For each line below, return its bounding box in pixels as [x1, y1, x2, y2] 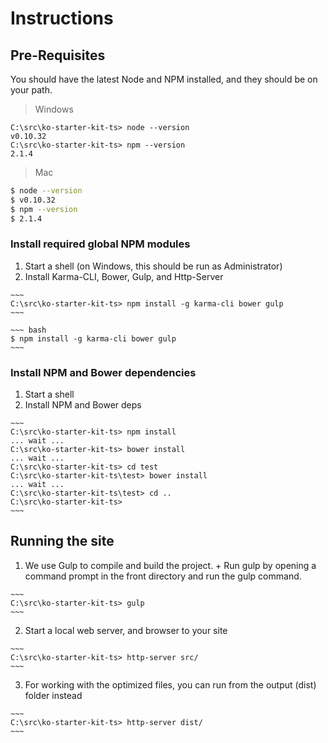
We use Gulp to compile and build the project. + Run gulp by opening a [24, 559, 317, 571]
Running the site [10, 533, 115, 550]
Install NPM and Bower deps [24, 399, 142, 411]
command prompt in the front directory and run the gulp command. [24, 570, 302, 582]
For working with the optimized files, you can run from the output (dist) [24, 678, 317, 691]
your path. [10, 84, 53, 96]
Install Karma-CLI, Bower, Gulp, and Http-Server [24, 270, 224, 282]
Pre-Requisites [10, 47, 106, 64]
